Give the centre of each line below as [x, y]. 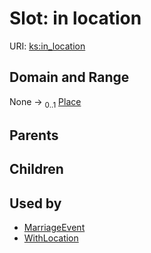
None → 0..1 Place [45, 102]
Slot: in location [75, 18]
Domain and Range [69, 77]
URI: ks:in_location [47, 46]
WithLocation [51, 238]
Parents [34, 135]
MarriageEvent [54, 228]
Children [36, 169]
